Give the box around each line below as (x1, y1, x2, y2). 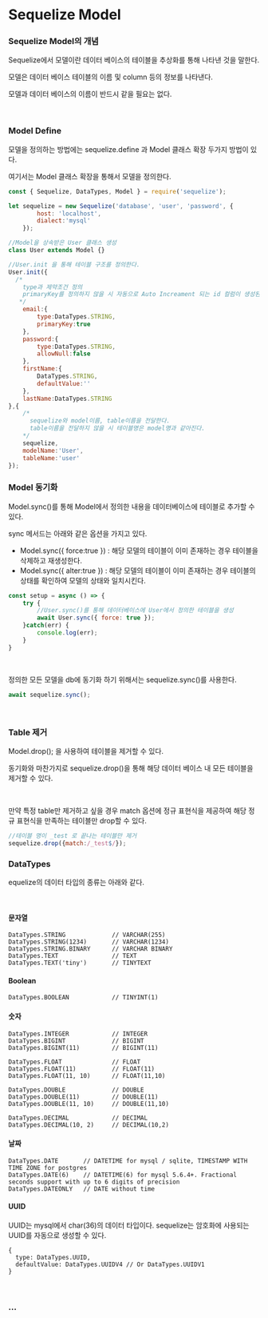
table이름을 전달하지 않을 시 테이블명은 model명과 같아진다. (29, 424, 206, 433)
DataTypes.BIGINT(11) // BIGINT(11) (8, 1044, 159, 1052)
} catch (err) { (22, 622, 69, 630)
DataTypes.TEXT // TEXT (8, 952, 137, 960)
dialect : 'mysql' (37, 217, 91, 225)
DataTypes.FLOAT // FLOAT (8, 1058, 141, 1066)
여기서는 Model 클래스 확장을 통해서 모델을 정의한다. (8, 171, 171, 181)
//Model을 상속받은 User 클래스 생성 (8, 238, 117, 247)
